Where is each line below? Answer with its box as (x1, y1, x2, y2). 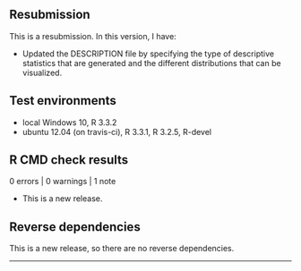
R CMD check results (9, 152, 129, 168)
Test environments (9, 93, 116, 108)
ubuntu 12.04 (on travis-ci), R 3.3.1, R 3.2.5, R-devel (21, 126, 212, 137)
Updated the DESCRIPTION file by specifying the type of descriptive (21, 48, 275, 59)
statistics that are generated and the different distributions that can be (21, 57, 281, 68)
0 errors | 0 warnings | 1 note (9, 176, 116, 187)
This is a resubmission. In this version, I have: (9, 30, 176, 41)
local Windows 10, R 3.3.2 (21, 116, 117, 128)
